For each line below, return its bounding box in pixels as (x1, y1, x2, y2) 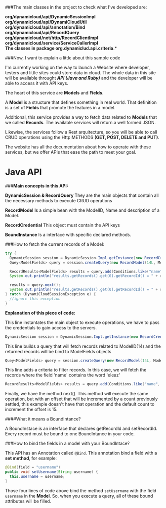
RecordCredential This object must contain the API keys (5, 222, 120, 228)
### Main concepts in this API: (5, 183, 68, 188)
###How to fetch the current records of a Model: (5, 241, 105, 247)
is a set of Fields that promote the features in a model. (5, 105, 116, 110)
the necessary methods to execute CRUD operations (5, 197, 112, 203)
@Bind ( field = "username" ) (5, 465, 61, 470)
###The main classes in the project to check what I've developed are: (5, 4, 147, 10)
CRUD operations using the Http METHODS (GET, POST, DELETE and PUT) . (5, 135, 160, 140)
